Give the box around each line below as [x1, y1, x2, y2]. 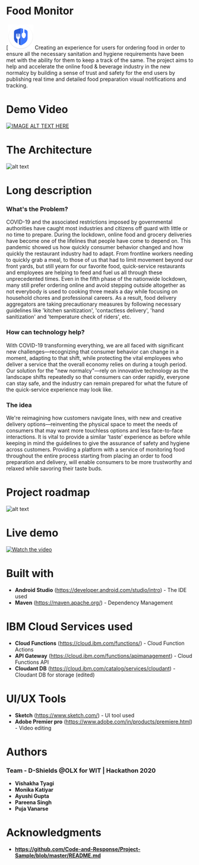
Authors [6, 745, 48, 759]
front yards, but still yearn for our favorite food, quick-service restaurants [6, 263, 185, 270]
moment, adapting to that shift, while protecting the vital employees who [6, 354, 183, 361]
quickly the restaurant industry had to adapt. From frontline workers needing [6, 250, 193, 257]
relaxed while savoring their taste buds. [6, 465, 103, 472]
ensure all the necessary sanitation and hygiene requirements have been [6, 50, 184, 57]
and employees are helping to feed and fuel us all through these [6, 269, 163, 276]
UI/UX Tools [6, 692, 67, 706]
